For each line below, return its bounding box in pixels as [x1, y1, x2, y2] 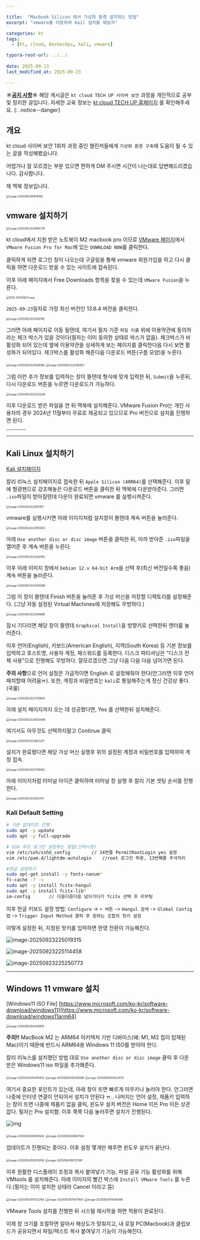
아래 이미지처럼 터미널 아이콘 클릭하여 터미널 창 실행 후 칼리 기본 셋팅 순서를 [6, 777, 183, 785]
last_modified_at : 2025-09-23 [6, 69, 82, 75]
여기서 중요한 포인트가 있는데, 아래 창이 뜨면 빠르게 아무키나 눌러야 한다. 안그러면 [6, 1085, 193, 1092]
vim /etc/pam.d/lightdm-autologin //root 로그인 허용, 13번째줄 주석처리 [6, 855, 186, 861]
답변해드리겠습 [158, 163, 193, 170]
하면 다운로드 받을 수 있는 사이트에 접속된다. [17, 264, 119, 271]
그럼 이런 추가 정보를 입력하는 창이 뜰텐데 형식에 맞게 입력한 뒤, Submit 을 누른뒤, [6, 373, 192, 380]
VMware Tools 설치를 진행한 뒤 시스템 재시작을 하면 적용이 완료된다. [6, 1207, 165, 1214]
